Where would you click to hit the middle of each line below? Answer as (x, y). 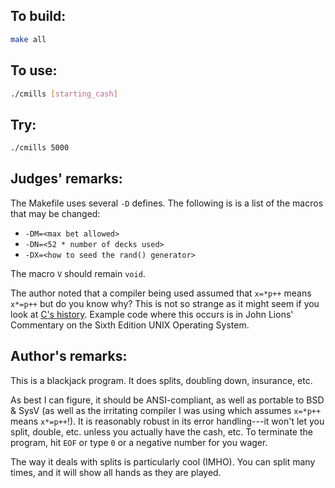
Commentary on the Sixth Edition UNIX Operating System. (130, 325)
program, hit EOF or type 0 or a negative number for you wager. (139, 442)
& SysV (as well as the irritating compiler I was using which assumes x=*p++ (166, 410)
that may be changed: (55, 213)
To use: (34, 70)
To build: (38, 16)
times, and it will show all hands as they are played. (116, 472)
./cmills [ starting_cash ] (64, 94)
